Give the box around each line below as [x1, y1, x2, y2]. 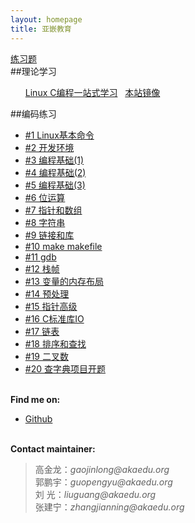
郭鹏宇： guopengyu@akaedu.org [34, 476, 173, 488]
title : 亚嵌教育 [10, 24, 72, 34]
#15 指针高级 [24, 300, 78, 312]
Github [24, 412, 53, 425]
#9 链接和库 [24, 229, 75, 241]
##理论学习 [10, 65, 57, 77]
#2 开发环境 [24, 141, 75, 153]
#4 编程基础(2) [24, 166, 87, 178]
